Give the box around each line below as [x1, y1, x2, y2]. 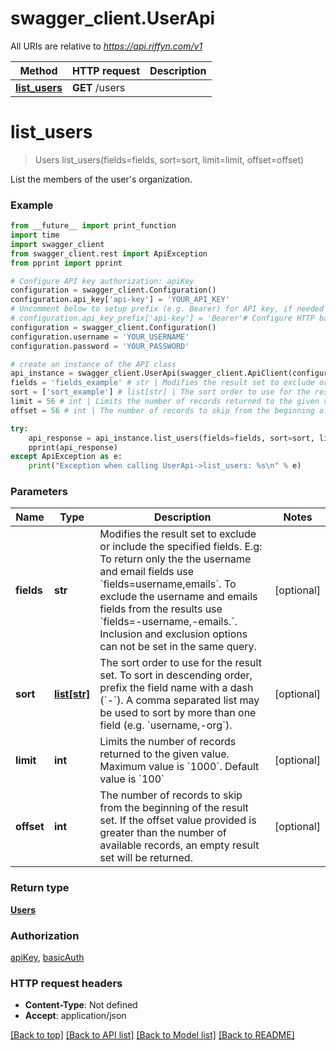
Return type [10, 881, 70, 895]
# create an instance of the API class [10, 359, 177, 369]
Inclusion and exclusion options [99, 627, 248, 641]
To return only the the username [99, 552, 252, 566]
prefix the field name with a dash [99, 681, 254, 695]
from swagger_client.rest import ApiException [10, 248, 208, 259]
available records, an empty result [99, 838, 260, 852]
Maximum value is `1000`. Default [99, 760, 260, 774]
